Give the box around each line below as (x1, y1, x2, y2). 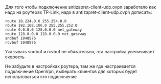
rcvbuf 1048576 (5, 40, 36, 45)
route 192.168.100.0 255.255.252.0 (5, 23, 78, 28)
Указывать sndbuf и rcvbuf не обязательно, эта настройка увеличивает (5, 49, 155, 54)
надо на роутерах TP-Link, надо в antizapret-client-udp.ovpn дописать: (5, 9, 153, 15)
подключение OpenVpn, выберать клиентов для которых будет (5, 68, 138, 74)
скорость (5, 54, 25, 60)
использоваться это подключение (5, 74, 77, 80)
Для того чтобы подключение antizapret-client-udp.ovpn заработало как (5, 4, 157, 10)
